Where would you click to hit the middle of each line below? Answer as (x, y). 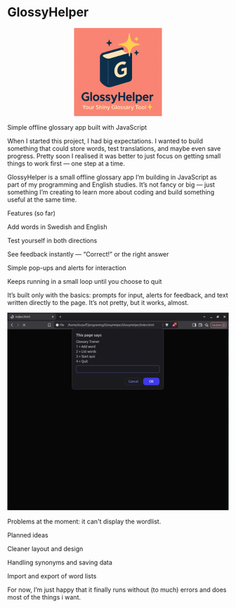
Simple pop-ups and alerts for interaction (67, 268)
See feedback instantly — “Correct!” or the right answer (88, 254)
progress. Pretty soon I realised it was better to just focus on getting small (114, 156)
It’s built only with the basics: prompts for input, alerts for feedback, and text (118, 295)
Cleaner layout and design (45, 548)
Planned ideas (28, 535)
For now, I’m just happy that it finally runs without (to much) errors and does (117, 590)
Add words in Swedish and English (57, 227)
